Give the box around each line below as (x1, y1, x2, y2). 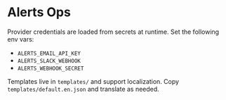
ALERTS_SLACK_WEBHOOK (17, 57, 81, 64)
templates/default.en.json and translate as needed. (7, 85, 159, 93)
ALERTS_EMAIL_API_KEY (17, 50, 81, 57)
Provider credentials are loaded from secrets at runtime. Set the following (7, 27, 220, 36)
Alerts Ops (7, 4, 72, 20)
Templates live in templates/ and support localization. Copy (7, 77, 180, 85)
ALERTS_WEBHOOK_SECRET (17, 65, 84, 72)
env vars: (7, 35, 34, 43)
